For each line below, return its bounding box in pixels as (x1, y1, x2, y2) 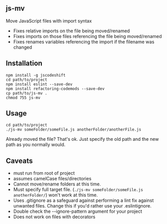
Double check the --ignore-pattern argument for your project (13, 208, 142, 215)
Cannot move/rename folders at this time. (13, 181, 101, 187)
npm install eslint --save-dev (6, 82, 73, 87)
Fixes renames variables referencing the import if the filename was (13, 39, 155, 45)
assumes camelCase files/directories (13, 176, 92, 182)
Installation (6, 59, 43, 68)
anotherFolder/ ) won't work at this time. (13, 192, 98, 198)
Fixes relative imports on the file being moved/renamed (13, 28, 130, 34)
